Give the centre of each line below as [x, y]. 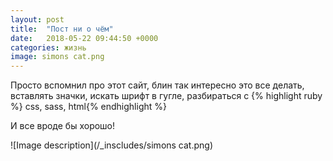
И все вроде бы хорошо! [63, 126]
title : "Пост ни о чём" [62, 29]
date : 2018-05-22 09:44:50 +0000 [84, 38]
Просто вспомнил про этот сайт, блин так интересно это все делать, [157, 85]
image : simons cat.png [57, 57]
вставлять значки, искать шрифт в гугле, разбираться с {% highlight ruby [166, 96]
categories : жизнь [48, 47]
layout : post [37, 19]
